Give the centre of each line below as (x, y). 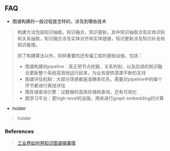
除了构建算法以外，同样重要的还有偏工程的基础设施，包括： (80, 55)
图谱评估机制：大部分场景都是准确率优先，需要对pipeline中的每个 (94, 79)
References (19, 131)
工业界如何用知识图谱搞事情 (46, 143)
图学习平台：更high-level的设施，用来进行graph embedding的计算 (94, 98)
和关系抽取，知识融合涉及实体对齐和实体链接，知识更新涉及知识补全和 (91, 38)
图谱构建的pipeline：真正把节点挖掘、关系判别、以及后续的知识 (91, 66)
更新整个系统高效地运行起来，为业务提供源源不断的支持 (88, 73)
